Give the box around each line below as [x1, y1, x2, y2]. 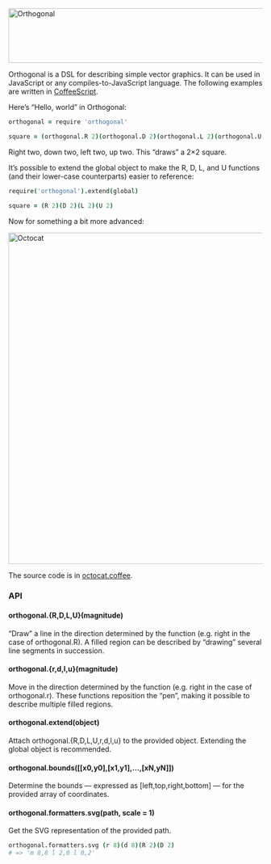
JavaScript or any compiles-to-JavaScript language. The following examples [8, 78, 263, 87]
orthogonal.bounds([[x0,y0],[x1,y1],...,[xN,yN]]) [8, 763, 175, 773]
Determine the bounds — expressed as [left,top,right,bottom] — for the [8, 781, 244, 790]
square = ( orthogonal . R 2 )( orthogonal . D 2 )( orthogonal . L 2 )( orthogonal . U [8, 133, 262, 141]
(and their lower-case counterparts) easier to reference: [8, 171, 194, 181]
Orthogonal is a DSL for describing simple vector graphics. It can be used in [8, 70, 261, 79]
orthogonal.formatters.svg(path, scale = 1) [8, 807, 155, 817]
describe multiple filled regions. [8, 699, 114, 709]
